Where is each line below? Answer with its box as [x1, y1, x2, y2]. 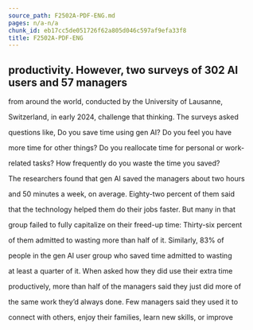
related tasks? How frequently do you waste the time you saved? [8, 158, 220, 168]
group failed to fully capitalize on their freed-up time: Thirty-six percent [8, 220, 243, 230]
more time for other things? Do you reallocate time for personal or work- [8, 143, 245, 153]
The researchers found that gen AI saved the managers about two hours [8, 174, 245, 184]
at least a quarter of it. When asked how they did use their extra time [8, 266, 233, 276]
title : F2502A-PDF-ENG [8, 33, 84, 42]
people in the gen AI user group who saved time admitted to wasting [8, 251, 232, 261]
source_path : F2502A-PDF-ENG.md [8, 11, 115, 20]
